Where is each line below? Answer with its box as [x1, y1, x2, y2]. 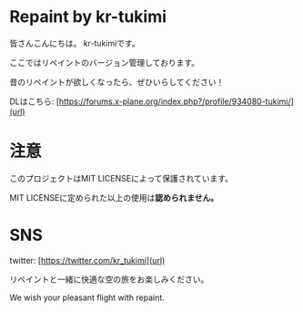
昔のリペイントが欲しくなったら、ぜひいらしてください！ [9, 76, 225, 88]
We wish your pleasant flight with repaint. [9, 292, 166, 303]
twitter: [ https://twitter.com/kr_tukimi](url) [9, 255, 166, 265]
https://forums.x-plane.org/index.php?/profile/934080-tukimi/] [58, 96, 294, 107]
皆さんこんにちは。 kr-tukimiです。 [9, 37, 140, 48]
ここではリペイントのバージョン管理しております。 [9, 57, 200, 68]
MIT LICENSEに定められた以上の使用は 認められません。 [9, 192, 219, 203]
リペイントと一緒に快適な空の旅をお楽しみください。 [9, 274, 209, 285]
